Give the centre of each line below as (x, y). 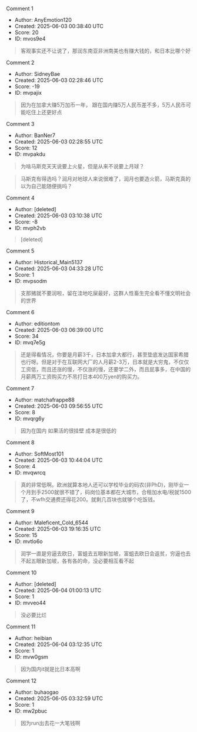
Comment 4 (21, 198)
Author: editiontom (37, 324)
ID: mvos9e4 (30, 39)
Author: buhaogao (36, 692)
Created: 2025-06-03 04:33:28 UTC (59, 268)
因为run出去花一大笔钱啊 (50, 723)
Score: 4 (25, 466)
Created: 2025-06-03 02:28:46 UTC (59, 80)
